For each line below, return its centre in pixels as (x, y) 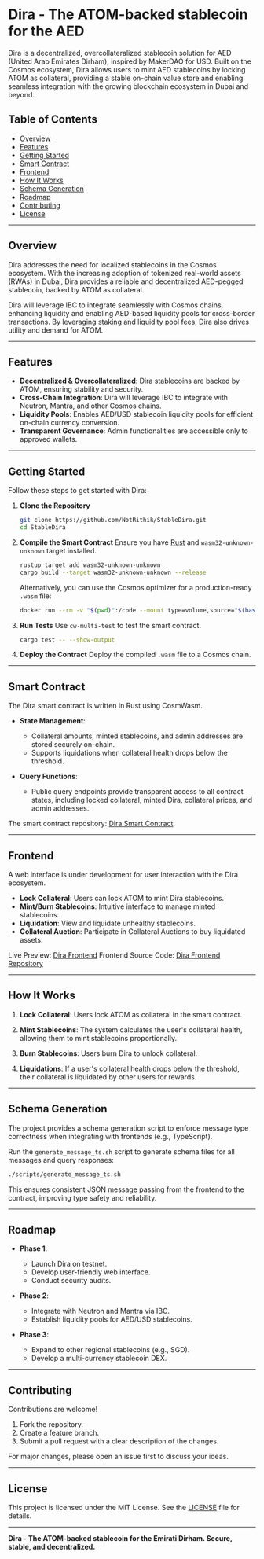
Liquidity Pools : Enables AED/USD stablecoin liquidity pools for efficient (136, 414)
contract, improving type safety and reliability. (82, 1197)
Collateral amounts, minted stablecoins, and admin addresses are (137, 736)
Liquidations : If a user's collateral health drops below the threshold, (129, 1068)
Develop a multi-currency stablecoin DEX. (99, 1359)
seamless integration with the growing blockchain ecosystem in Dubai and (128, 86)
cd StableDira (42, 528)
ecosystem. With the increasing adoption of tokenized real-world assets (125, 273)
